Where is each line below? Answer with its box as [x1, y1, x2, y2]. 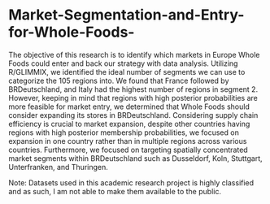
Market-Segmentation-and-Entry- [8, 6, 245, 24]
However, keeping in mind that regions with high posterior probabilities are [8, 93, 258, 102]
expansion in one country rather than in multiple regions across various [8, 136, 247, 145]
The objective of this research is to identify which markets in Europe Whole [8, 50, 260, 59]
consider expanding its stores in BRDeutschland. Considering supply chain [8, 110, 259, 119]
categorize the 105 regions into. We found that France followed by [8, 76, 229, 85]
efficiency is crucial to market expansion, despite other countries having [8, 119, 250, 128]
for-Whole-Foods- [8, 23, 135, 41]
